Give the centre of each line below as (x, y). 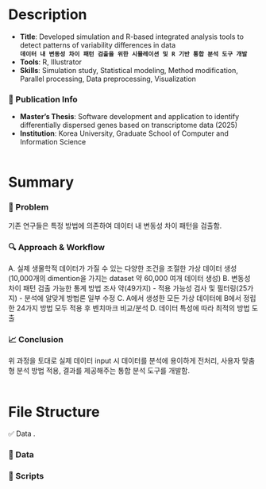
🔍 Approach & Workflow (57, 247)
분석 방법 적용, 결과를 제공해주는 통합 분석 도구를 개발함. (103, 371)
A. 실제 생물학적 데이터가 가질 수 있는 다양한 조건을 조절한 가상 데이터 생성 (123, 268)
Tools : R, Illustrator (50, 62)
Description (48, 15)
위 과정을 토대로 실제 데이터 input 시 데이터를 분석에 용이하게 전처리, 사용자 (124, 361)
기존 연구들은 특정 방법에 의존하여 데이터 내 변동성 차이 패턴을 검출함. (115, 225)
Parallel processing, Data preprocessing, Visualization (108, 79)
